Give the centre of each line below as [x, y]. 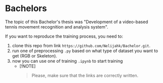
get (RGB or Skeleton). [35, 55]
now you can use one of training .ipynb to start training [67, 61]
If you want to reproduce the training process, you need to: [64, 36]
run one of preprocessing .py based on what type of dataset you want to [85, 51]
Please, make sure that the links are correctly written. [85, 75]
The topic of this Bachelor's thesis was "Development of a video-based [77, 22]
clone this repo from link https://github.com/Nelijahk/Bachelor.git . [81, 45]
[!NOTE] [27, 66]
